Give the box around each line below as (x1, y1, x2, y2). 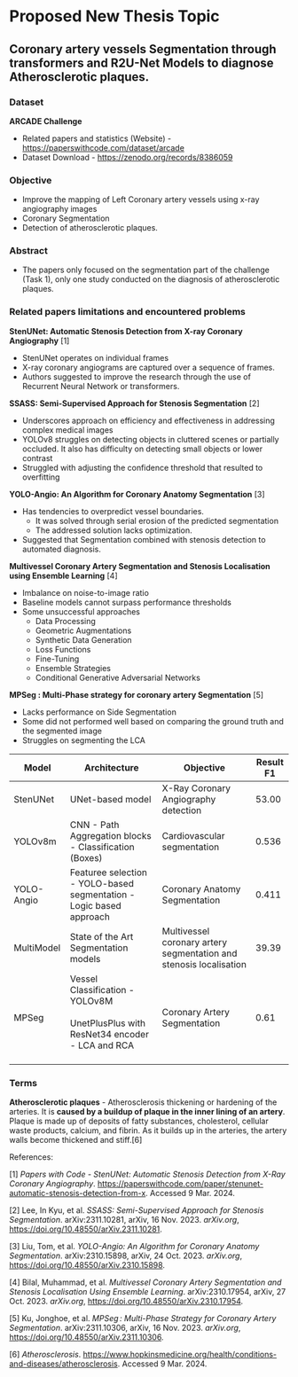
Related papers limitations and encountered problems (9, 306, 246, 318)
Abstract (9, 245, 49, 257)
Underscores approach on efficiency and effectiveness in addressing (21, 415, 275, 426)
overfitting (21, 472, 60, 482)
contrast (21, 452, 53, 463)
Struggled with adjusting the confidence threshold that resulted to (21, 462, 263, 473)
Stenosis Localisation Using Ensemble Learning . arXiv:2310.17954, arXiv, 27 (9, 1287, 286, 1297)
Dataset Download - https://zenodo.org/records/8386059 (21, 152, 233, 162)
